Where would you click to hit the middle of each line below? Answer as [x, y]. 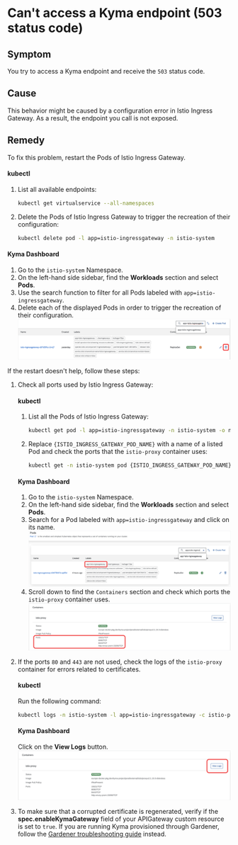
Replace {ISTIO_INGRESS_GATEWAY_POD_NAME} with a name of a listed [125, 444]
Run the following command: [59, 701]
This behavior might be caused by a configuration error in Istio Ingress [110, 110]
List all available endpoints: [57, 189]
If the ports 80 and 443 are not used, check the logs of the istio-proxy [120, 662]
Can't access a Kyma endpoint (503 [115, 13]
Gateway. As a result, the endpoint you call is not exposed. [93, 118]
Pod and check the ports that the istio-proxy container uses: [118, 452]
